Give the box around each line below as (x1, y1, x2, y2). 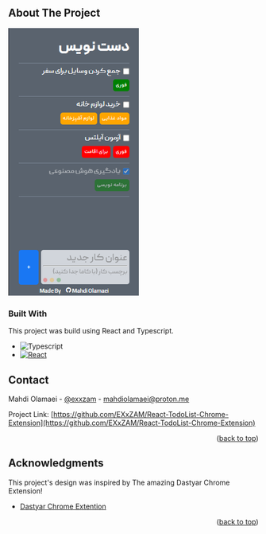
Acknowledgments (8, 457, 105, 470)
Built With (8, 308, 48, 319)
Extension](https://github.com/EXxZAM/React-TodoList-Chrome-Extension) (8, 418, 256, 427)
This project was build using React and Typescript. (8, 326, 175, 336)
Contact (8, 373, 49, 387)
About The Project (8, 6, 101, 20)
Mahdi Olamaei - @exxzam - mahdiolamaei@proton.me (8, 394, 190, 403)
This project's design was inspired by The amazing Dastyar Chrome (8, 477, 230, 487)
